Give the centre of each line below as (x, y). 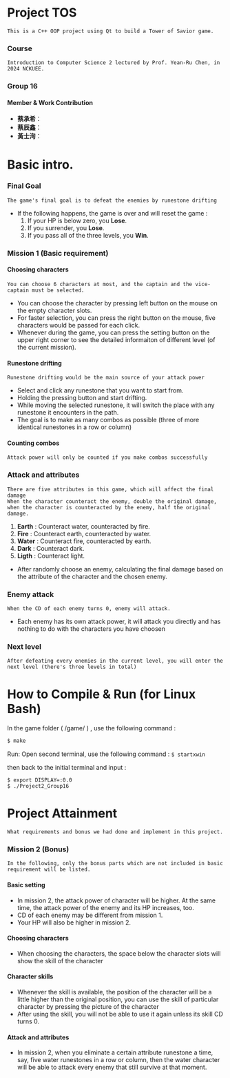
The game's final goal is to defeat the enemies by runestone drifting (112, 200)
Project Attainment (62, 814)
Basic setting (27, 885)
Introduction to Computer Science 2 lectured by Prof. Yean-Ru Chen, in (114, 63)
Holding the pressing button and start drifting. (82, 398)
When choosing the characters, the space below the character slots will (119, 953)
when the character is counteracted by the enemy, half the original (109, 507)
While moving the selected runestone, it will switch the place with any (116, 405)
